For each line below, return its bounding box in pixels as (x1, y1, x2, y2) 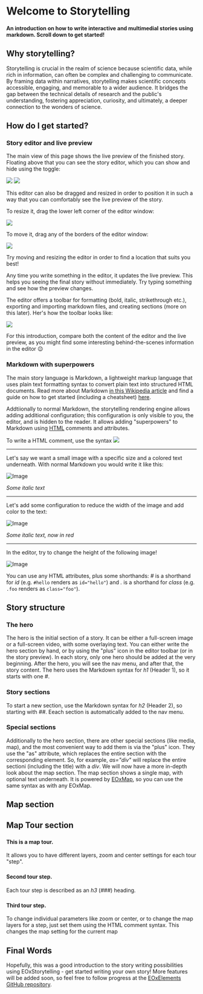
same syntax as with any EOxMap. (6, 782, 92, 789)
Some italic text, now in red (6, 531, 74, 539)
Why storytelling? (6, 48, 76, 59)
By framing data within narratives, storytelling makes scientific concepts (6, 77, 186, 85)
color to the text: (6, 508, 47, 515)
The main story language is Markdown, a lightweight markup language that (6, 374, 193, 382)
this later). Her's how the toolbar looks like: (6, 310, 113, 317)
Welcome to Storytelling (6, 4, 130, 18)
